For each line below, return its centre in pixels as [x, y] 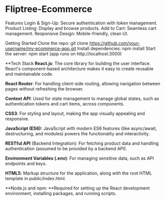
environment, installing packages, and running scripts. [61, 193]
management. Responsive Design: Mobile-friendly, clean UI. [67, 33]
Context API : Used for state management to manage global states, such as [82, 99]
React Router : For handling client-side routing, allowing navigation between [83, 84]
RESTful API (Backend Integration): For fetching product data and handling [82, 143]
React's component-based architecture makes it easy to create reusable [79, 69]
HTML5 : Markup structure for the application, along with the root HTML [79, 173]
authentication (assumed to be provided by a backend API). [66, 148]
